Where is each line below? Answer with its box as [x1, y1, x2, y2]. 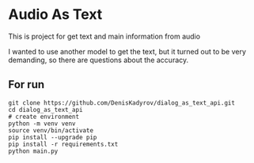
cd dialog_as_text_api [8, 106, 83, 113]
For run [8, 78, 45, 91]
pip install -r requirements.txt [8, 140, 119, 148]
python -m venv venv [8, 120, 77, 128]
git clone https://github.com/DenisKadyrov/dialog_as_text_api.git [8, 98, 236, 107]
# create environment [8, 113, 80, 120]
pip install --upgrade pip [8, 133, 97, 141]
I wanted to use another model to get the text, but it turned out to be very [8, 46, 247, 56]
